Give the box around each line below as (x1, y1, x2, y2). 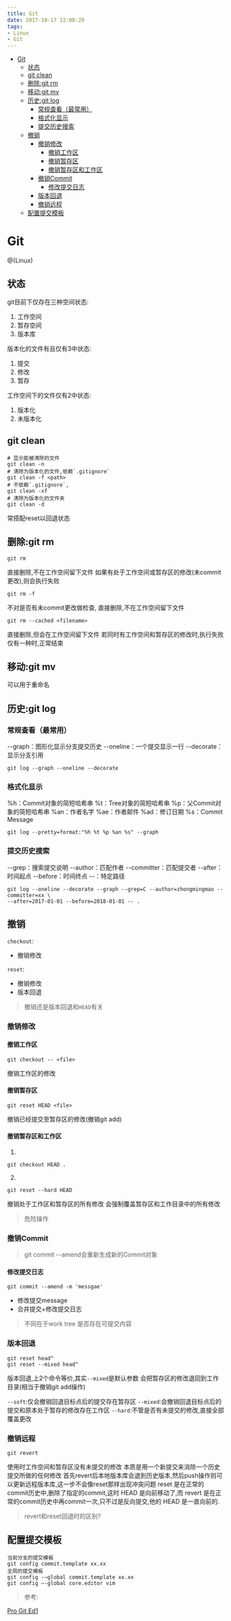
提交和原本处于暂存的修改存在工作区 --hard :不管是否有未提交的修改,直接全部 (7, 1406, 224, 1414)
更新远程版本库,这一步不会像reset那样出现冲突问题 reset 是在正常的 (12, 1480, 205, 1488)
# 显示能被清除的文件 (7, 455, 60, 461)
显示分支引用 (7, 751, 43, 759)
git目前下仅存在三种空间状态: (7, 297, 89, 306)
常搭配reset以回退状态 (7, 513, 70, 522)
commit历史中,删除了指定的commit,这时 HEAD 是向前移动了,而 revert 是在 (7, 1489, 216, 1497)
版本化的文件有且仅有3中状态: (7, 344, 92, 353)
